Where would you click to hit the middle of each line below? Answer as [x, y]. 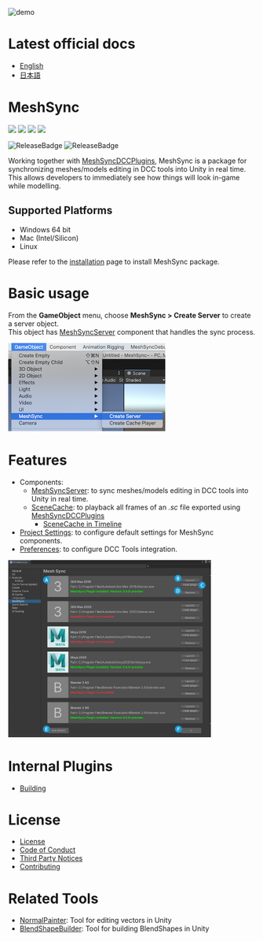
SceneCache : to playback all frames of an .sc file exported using [136, 507]
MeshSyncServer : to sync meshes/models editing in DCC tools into [140, 490]
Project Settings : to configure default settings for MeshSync [117, 532]
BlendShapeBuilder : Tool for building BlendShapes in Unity [114, 928]
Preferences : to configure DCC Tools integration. [99, 549]
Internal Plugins [61, 766]
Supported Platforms [60, 211]
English [31, 65]
